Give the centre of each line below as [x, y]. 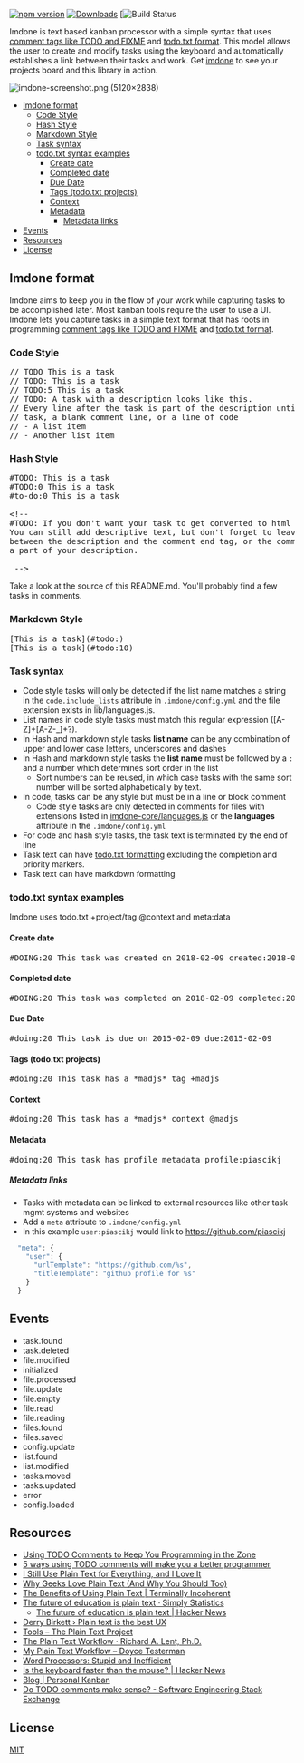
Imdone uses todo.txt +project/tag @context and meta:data [120, 917]
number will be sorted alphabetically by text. [119, 787]
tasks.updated [49, 1485]
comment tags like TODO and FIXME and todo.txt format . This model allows [150, 41]
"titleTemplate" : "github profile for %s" [114, 1274]
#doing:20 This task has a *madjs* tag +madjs [114, 1079]
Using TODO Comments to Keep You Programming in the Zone [139, 1554]
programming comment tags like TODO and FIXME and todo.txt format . [142, 329]
